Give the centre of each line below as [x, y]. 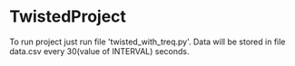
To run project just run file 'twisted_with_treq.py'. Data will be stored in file [147, 42]
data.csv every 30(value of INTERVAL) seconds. [99, 51]
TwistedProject [68, 17]
